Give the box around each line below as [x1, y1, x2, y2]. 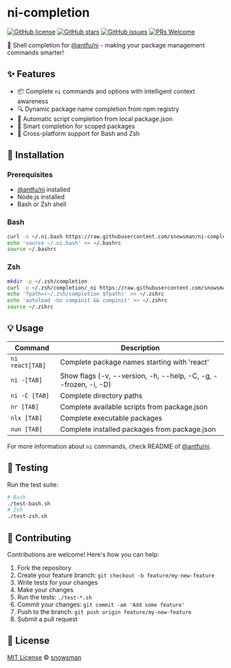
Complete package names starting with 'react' [60, 357, 210, 367]
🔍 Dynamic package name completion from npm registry [16, 105, 179, 113]
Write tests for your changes [16, 578, 98, 587]
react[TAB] [10, 361, 46, 370]
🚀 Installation [7, 150, 65, 161]
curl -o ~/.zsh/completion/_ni [7, 284, 97, 291]
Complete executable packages [60, 413, 163, 423]
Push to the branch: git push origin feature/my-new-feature [16, 607, 192, 616]
